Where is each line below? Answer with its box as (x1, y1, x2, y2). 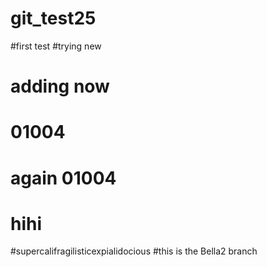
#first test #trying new (10, 40, 102, 52)
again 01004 (10, 167, 117, 189)
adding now (10, 75, 110, 98)
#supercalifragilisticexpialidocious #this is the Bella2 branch (10, 245, 258, 257)
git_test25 (10, 7, 97, 30)
